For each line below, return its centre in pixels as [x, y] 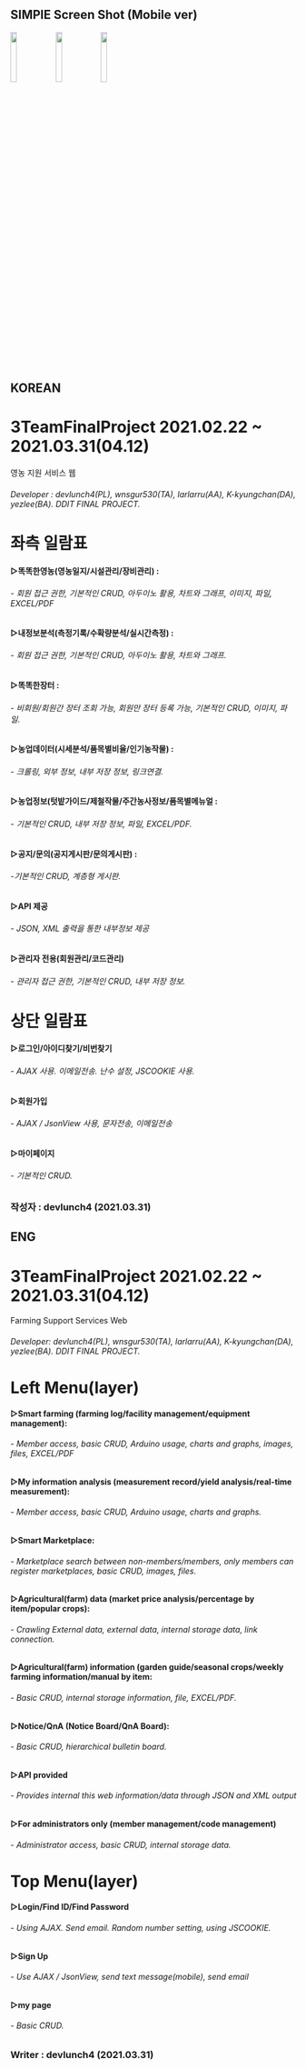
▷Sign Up [30, 1956]
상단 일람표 [49, 1021]
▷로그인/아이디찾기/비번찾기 [61, 1048]
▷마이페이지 [33, 1153]
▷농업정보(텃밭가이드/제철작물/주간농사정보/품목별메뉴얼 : [114, 801]
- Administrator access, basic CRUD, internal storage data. [121, 1844]
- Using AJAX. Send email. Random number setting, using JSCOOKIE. [141, 1928]
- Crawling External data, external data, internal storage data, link [134, 1629]
